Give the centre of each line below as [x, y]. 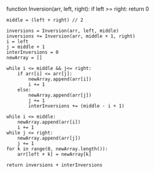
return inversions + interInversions [55, 165]
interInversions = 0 [33, 52]
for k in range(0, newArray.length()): [57, 149]
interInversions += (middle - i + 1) [76, 106]
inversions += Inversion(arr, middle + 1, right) [71, 36]
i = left [17, 42]
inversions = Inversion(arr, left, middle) [63, 31]
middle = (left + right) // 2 [45, 20]
